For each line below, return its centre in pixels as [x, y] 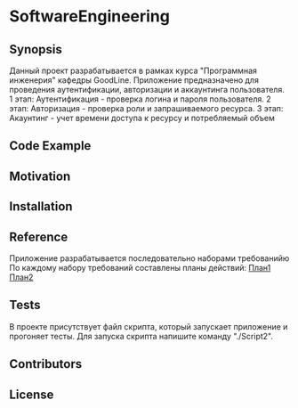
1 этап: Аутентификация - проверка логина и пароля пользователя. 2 [140, 99]
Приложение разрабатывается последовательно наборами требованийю [149, 258]
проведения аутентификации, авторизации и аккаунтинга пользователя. [147, 90]
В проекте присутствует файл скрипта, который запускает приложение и [149, 326]
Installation [41, 207]
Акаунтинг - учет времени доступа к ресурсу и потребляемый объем [142, 118]
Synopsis [36, 49]
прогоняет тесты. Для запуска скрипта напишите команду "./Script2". [141, 336]
